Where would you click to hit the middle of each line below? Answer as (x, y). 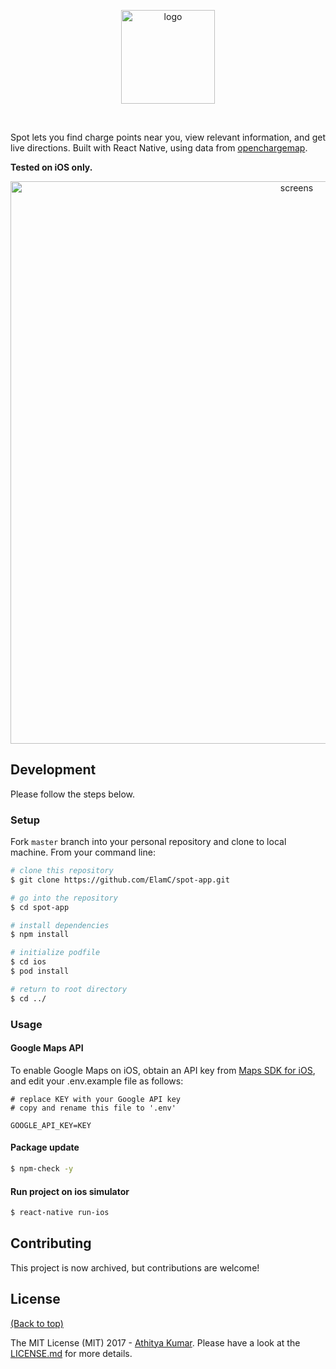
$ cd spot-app (40, 907)
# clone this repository (62, 871)
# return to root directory (69, 989)
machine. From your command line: (83, 852)
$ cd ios (28, 962)
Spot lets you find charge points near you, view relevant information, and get (168, 137)
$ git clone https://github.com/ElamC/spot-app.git (120, 880)
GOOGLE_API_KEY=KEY (51, 1125)
